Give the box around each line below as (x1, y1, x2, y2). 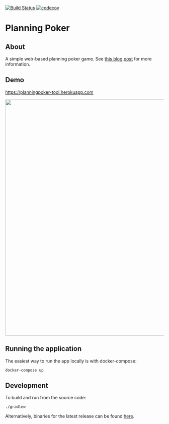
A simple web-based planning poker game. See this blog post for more (5, 56, 152, 62)
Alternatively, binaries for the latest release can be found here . (5, 413, 135, 419)
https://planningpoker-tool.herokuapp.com (5, 89, 94, 95)
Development (5, 381, 49, 390)
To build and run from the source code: (5, 395, 87, 401)
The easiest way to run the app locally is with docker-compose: (5, 358, 137, 364)
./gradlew (5, 404, 26, 409)
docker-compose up (5, 368, 44, 373)
